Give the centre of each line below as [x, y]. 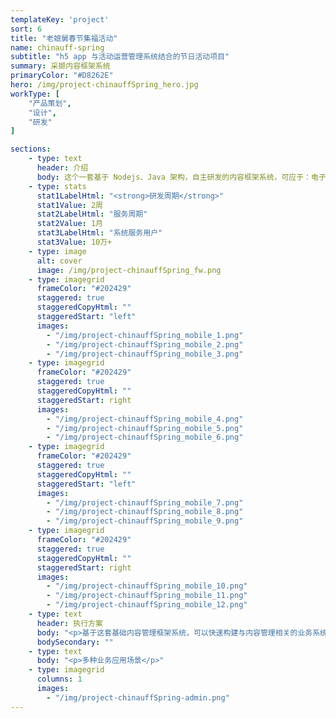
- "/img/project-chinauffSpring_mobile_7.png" [145, 502]
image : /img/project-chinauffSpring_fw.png [129, 270]
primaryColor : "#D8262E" [62, 76]
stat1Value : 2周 [69, 205]
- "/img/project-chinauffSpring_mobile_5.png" [145, 428]
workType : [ [35, 94]
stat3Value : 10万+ [74, 242]
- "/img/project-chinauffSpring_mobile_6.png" [145, 437]
